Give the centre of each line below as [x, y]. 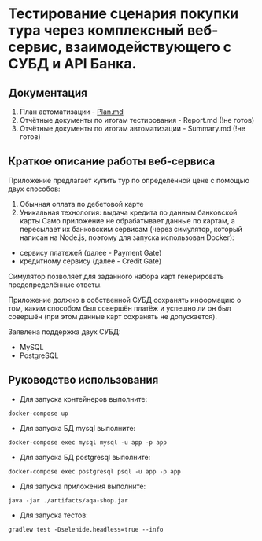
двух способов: [34, 189]
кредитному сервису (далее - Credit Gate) [90, 261]
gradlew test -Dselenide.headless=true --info [86, 529]
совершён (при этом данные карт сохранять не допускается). [113, 316]
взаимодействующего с [148, 47]
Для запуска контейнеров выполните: [83, 399]
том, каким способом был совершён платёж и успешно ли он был [120, 308]
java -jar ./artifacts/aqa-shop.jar [68, 500]
